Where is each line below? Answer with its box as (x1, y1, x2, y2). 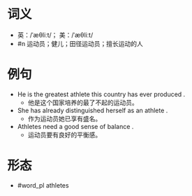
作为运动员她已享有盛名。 (27, 114, 102, 123)
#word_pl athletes (17, 181, 69, 189)
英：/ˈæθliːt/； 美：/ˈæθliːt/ (17, 31, 94, 39)
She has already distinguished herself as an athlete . (17, 106, 168, 114)
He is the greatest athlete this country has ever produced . (17, 90, 186, 98)
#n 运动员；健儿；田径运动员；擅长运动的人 (17, 39, 143, 47)
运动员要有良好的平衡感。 (27, 130, 102, 139)
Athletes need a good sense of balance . (17, 122, 134, 130)
